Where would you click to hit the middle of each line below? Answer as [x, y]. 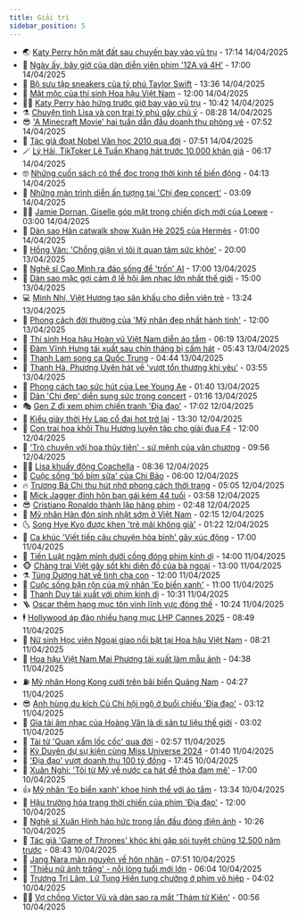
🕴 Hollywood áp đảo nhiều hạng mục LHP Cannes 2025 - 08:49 [138, 617]
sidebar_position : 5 [48, 26]
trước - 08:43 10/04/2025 [70, 849]
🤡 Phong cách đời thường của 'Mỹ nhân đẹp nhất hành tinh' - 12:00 [145, 320]
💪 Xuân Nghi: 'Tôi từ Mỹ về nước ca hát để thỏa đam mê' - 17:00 [140, 770]
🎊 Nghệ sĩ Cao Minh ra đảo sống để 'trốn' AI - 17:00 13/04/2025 [139, 268]
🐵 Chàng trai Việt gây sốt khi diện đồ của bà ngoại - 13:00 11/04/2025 [152, 565]
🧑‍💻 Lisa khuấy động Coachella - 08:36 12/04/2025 [116, 466]
